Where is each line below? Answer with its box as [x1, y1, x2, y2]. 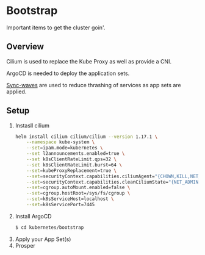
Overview [6, 41, 45, 52]
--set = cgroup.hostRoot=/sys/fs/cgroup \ [26, 190, 131, 196]
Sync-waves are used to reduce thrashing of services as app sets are [6, 81, 181, 88]
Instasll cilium [15, 121, 50, 129]
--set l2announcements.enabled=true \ [26, 151, 125, 157]
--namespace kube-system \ [26, 139, 95, 145]
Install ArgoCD [15, 212, 52, 220]
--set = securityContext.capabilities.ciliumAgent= [26, 173, 155, 179]
